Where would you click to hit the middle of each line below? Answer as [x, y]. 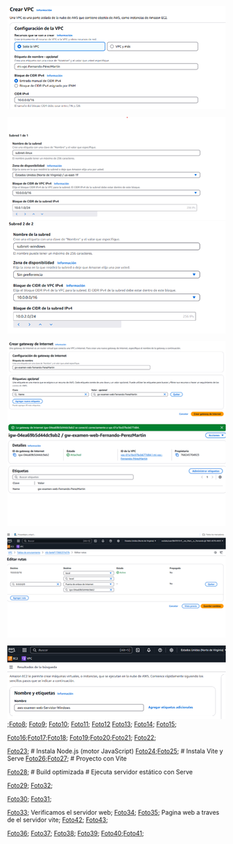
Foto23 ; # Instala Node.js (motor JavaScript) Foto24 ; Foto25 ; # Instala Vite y [115, 751]
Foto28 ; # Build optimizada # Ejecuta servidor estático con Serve [100, 772]
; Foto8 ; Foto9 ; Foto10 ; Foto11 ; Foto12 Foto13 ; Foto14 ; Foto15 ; [92, 724]
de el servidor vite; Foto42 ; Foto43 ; [58, 820]
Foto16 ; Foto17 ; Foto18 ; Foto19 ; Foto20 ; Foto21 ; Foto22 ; [82, 738]
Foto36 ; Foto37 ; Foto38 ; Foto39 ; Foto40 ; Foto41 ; [76, 834]
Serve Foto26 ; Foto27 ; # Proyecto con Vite [67, 758]
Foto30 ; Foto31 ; [29, 799]
